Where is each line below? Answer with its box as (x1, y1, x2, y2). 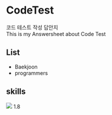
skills (6, 87, 26, 97)
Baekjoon (14, 63, 38, 70)
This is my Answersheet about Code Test (6, 30, 106, 37)
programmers (14, 69, 48, 77)
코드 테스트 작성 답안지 (6, 24, 58, 31)
